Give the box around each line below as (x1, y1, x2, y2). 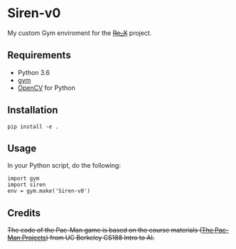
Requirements (7, 49, 71, 61)
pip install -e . (7, 123, 59, 130)
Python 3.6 (17, 68, 50, 76)
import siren (7, 181, 46, 188)
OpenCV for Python (17, 83, 76, 92)
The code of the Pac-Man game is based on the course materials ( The (7, 226, 213, 235)
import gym (7, 175, 40, 183)
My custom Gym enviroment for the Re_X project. (7, 29, 152, 37)
